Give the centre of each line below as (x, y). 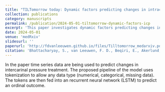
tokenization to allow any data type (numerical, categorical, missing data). (80, 75)
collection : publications (31, 14)
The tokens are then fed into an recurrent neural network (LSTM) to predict (81, 80)
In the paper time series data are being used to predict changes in (72, 65)
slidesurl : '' (20, 42)
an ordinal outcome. (25, 85)
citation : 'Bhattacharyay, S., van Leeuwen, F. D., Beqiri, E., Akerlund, (83, 50)
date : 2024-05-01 (23, 32)
